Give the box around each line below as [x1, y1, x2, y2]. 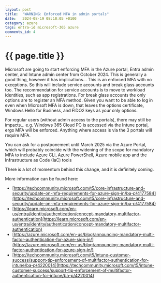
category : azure [5, 20, 38, 26]
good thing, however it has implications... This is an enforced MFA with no [5, 76, 152, 82]
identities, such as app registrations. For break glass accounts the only [5, 92, 146, 98]
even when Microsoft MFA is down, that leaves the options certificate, [5, 102, 144, 108]
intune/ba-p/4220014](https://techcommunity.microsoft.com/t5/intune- [12, 262, 155, 268]
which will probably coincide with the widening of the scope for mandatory [5, 147, 154, 152]
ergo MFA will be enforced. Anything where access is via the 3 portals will [5, 127, 152, 133]
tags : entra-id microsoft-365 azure [5, 25, 79, 30]
